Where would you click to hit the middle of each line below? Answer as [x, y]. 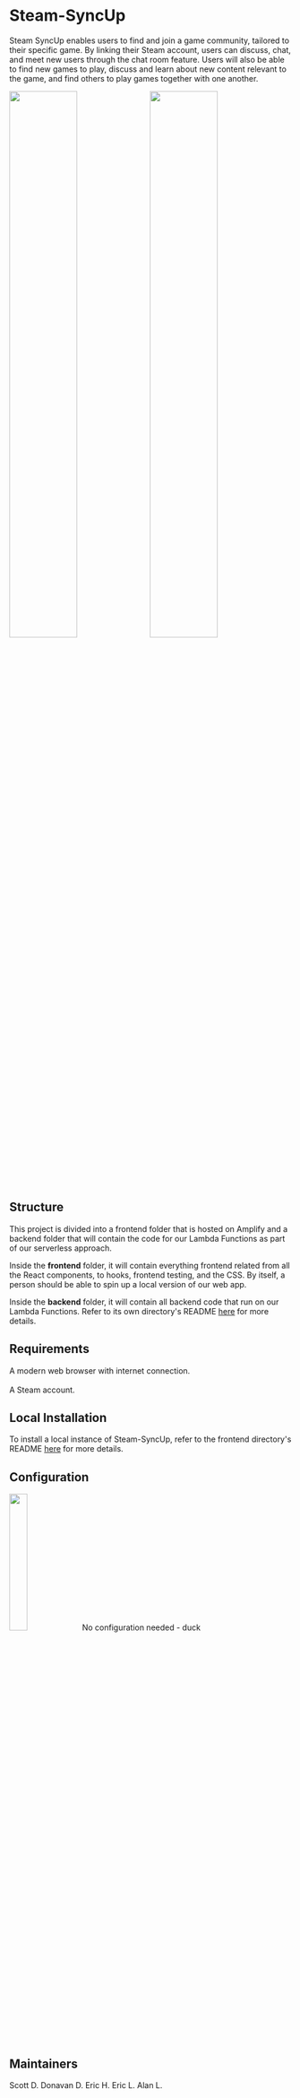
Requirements [49, 1349]
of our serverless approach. [60, 1248]
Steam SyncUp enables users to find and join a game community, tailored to [149, 40]
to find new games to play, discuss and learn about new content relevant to [148, 69]
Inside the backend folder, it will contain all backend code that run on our [144, 1302]
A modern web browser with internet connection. [100, 1370]
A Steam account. [42, 1390]
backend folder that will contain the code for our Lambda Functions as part [147, 1238]
